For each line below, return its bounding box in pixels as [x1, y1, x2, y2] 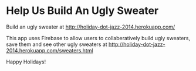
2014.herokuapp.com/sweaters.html [6, 47, 93, 54]
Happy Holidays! [6, 58, 46, 65]
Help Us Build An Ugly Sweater [6, 4, 159, 17]
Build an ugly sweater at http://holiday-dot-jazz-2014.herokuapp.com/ [6, 23, 175, 30]
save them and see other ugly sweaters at [6, 41, 107, 48]
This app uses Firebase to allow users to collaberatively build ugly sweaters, [6, 34, 191, 41]
